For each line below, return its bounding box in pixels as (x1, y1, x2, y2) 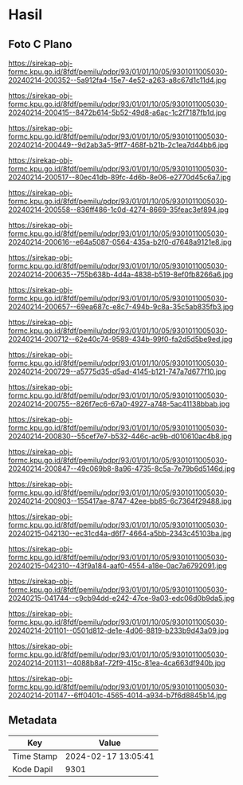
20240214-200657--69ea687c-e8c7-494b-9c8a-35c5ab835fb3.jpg (8, 302, 233, 312)
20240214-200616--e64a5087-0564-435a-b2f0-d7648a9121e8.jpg (8, 237, 233, 246)
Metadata (8, 713, 57, 727)
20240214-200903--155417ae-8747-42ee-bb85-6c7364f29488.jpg (8, 497, 233, 505)
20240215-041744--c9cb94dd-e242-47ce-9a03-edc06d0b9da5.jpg (8, 594, 235, 602)
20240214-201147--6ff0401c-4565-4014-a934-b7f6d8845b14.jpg (8, 691, 227, 700)
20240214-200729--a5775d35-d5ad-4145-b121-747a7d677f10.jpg (8, 367, 227, 376)
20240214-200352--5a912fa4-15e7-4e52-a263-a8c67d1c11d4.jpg (8, 76, 227, 84)
